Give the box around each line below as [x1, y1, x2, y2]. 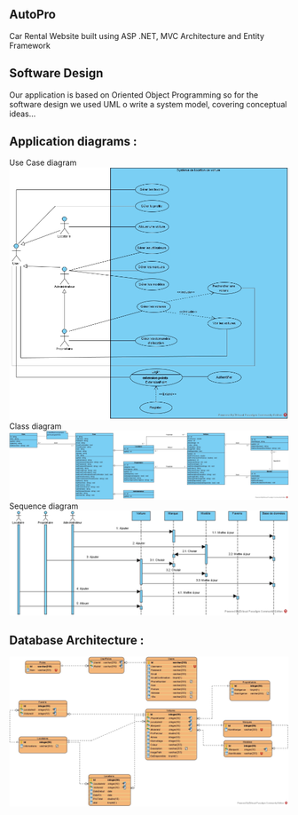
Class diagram [9, 421, 62, 431]
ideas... [9, 108, 36, 119]
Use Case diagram [9, 157, 77, 168]
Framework [9, 40, 51, 51]
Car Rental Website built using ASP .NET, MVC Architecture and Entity [9, 30, 264, 41]
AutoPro [9, 7, 56, 22]
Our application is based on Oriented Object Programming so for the [9, 89, 259, 100]
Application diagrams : [9, 134, 137, 149]
